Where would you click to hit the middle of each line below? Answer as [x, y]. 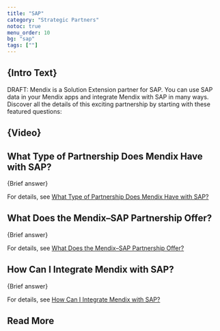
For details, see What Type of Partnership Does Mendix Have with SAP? [108, 197]
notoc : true [24, 26]
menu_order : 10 [29, 33]
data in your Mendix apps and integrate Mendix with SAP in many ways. [108, 97]
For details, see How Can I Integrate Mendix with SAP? [84, 299]
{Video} [24, 133]
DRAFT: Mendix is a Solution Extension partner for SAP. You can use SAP [110, 89]
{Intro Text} [32, 73]
